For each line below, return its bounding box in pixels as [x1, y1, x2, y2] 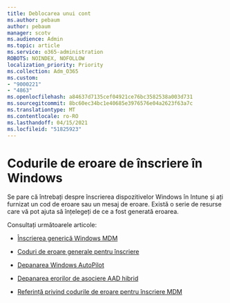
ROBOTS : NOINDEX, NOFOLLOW [7, 55, 85, 62]
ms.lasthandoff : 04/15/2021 [7, 119, 88, 126]
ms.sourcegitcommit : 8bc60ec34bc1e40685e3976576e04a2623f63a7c [7, 100, 193, 107]
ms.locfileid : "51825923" [7, 126, 82, 133]
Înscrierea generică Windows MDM [17, 234, 118, 242]
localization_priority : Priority [7, 61, 104, 68]
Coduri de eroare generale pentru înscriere [17, 248, 140, 256]
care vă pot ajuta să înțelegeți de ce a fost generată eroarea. [7, 208, 180, 216]
